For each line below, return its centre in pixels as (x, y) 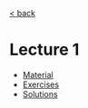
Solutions (40, 93)
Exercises (41, 84)
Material (38, 74)
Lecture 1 (44, 50)
